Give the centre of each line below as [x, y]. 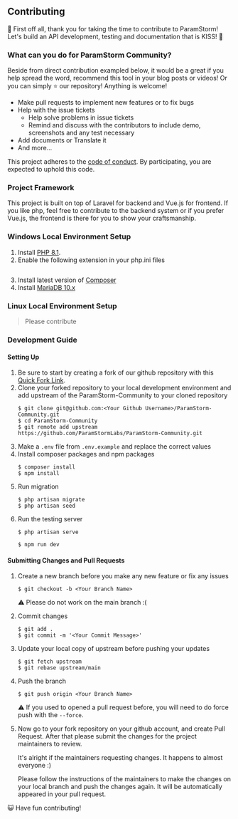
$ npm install [38, 474]
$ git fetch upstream [49, 662]
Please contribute [50, 321]
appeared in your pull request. [62, 794]
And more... [35, 148]
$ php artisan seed [47, 506]
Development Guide [42, 340]
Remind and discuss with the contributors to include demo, [114, 125]
